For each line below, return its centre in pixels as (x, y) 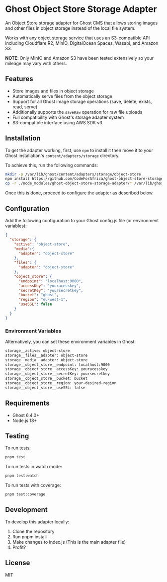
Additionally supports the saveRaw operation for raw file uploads (77, 112)
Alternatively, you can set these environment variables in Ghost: (70, 341)
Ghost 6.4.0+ (26, 415)
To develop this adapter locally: (37, 522)
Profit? (19, 547)
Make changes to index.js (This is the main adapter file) (69, 542)
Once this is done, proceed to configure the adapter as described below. (80, 193)
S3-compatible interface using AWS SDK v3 (57, 122)
